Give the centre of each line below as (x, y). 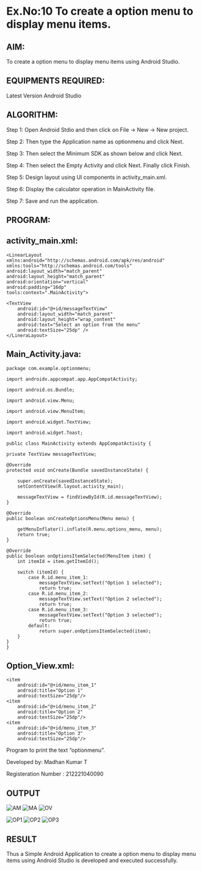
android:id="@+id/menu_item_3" (57, 728)
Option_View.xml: (41, 666)
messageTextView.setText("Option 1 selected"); (101, 583)
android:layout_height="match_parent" (56, 276)
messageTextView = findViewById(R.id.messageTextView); (90, 497)
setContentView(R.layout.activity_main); (70, 486)
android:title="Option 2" (50, 712)
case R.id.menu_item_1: (58, 577)
